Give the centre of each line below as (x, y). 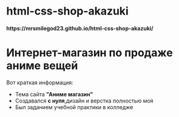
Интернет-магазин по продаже (89, 52)
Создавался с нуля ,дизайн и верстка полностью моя (84, 101)
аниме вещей (42, 65)
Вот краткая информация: (40, 82)
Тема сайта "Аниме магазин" (54, 94)
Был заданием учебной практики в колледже (74, 107)
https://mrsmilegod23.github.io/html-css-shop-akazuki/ (80, 28)
